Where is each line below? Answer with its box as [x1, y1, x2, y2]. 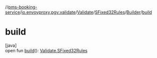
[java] [5, 42, 17, 48]
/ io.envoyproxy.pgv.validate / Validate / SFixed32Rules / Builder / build [20, 9, 152, 15]
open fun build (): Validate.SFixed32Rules [5, 47, 88, 53]
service [5, 9, 21, 15]
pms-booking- [8, 4, 38, 10]
